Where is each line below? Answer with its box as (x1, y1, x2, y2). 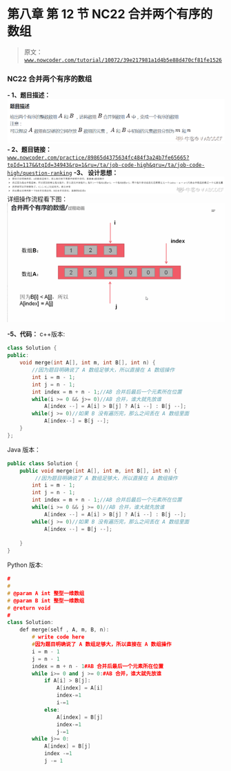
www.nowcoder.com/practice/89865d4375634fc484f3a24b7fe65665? (7, 154, 190, 161)
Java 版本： (7, 445, 41, 453)
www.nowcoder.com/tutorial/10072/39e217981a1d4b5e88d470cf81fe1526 (23, 57, 222, 64)
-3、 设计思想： (73, 168, 119, 177)
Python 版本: (7, 560, 43, 569)
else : (43, 706, 60, 713)
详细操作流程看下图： (7, 195, 68, 204)
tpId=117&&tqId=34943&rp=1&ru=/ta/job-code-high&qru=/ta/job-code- (7, 162, 205, 168)
